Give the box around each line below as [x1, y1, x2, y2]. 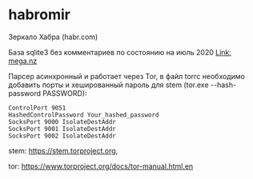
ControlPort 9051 [8, 104, 66, 112]
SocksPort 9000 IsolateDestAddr [8, 117, 116, 125]
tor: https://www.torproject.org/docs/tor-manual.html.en [8, 161, 194, 171]
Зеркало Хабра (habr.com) [8, 32, 98, 42]
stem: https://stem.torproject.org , [8, 145, 118, 155]
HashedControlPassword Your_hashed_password [8, 110, 159, 119]
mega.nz [8, 56, 38, 66]
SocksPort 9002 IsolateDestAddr [8, 132, 116, 140]
